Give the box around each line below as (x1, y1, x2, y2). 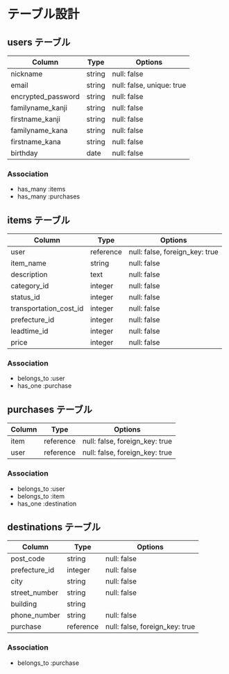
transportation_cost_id (10, 304, 84, 313)
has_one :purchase (17, 382, 72, 390)
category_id (10, 281, 49, 291)
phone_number (10, 611, 60, 620)
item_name (10, 258, 46, 268)
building (10, 599, 37, 609)
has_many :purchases (17, 192, 80, 201)
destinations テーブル (7, 521, 101, 533)
